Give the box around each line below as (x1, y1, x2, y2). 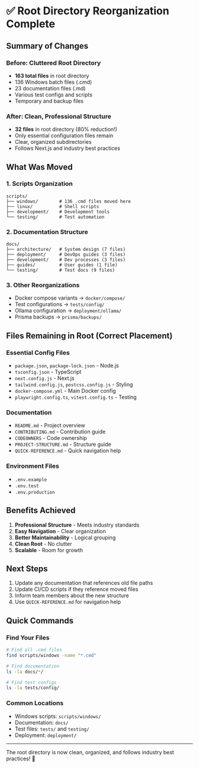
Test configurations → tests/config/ (14, 301, 105, 308)
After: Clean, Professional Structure (6, 112, 111, 120)
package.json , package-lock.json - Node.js (14, 362, 120, 369)
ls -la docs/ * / (6, 669, 44, 675)
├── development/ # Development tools (6, 209, 110, 215)
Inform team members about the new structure (14, 592, 129, 599)
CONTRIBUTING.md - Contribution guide (14, 428, 106, 435)
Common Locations (6, 699, 64, 707)
